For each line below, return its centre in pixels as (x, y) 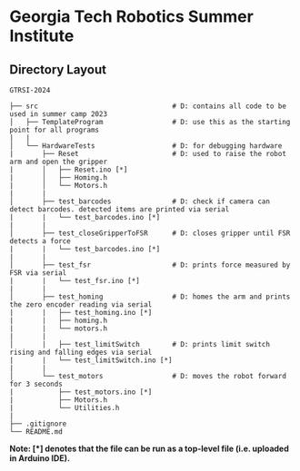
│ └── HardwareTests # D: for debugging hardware (146, 146)
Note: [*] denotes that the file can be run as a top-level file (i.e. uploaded (149, 448)
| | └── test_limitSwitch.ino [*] (91, 360)
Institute (42, 36)
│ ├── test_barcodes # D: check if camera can (140, 201)
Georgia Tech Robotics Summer (132, 17)
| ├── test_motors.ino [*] (81, 392)
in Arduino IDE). (40, 458)
